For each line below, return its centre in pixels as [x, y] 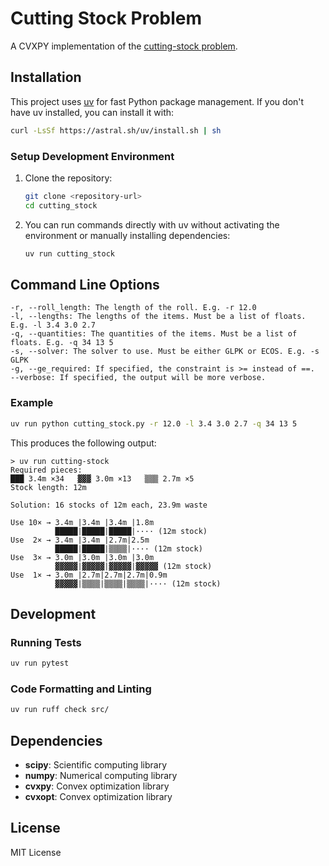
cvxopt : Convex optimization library [98, 797]
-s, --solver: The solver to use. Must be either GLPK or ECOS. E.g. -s [165, 352]
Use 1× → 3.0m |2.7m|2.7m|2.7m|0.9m [89, 575]
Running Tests [46, 642]
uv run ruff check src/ [60, 710]
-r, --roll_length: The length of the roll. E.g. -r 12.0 [133, 308]
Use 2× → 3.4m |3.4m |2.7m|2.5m [80, 540]
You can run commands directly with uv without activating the [152, 224]
